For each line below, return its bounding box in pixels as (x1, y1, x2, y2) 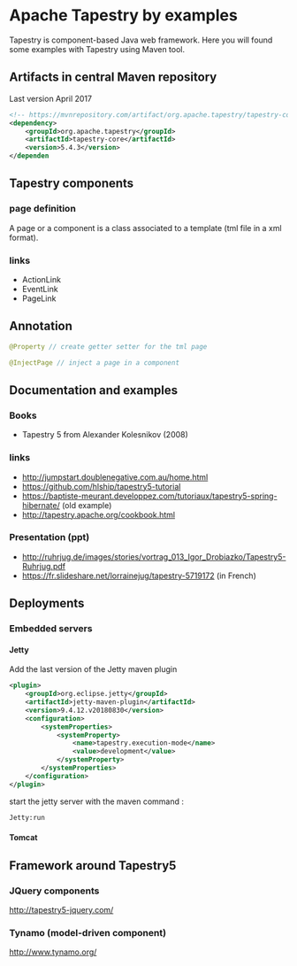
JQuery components (9, 885, 100, 897)
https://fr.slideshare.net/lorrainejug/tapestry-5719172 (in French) (21, 570, 256, 581)
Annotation (9, 319, 73, 334)
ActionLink (21, 274, 62, 284)
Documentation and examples (9, 383, 179, 398)
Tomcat (9, 832, 38, 843)
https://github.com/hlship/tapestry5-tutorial (21, 481, 181, 491)
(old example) (61, 499, 112, 510)
